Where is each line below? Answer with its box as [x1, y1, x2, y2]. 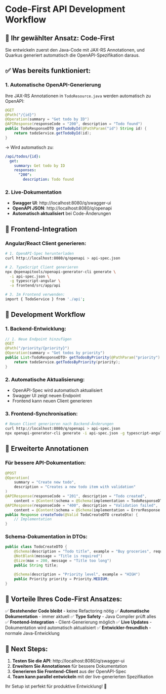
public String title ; [14, 562, 58, 568]
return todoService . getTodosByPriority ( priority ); [14, 359, 121, 364]
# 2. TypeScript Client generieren [5, 265, 79, 270]
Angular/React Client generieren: [5, 240, 86, 247]
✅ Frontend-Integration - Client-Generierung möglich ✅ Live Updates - [5, 619, 152, 625]
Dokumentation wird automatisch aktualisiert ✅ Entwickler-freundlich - [5, 625, 152, 631]
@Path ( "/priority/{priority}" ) [5, 346, 70, 351]
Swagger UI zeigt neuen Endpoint [12, 393, 81, 399]
